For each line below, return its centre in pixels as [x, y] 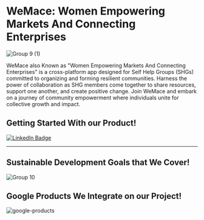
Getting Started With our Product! [71, 123]
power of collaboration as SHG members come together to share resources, [101, 85]
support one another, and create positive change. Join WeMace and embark [102, 91]
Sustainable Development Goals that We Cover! [98, 163]
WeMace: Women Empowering [86, 11]
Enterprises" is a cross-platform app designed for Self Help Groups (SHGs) [100, 72]
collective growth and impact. [43, 104]
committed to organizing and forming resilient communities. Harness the [97, 78]
